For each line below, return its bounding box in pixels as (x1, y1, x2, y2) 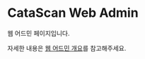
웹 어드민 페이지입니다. (7, 29, 70, 37)
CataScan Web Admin (7, 5, 139, 21)
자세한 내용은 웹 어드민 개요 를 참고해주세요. (7, 44, 127, 52)
